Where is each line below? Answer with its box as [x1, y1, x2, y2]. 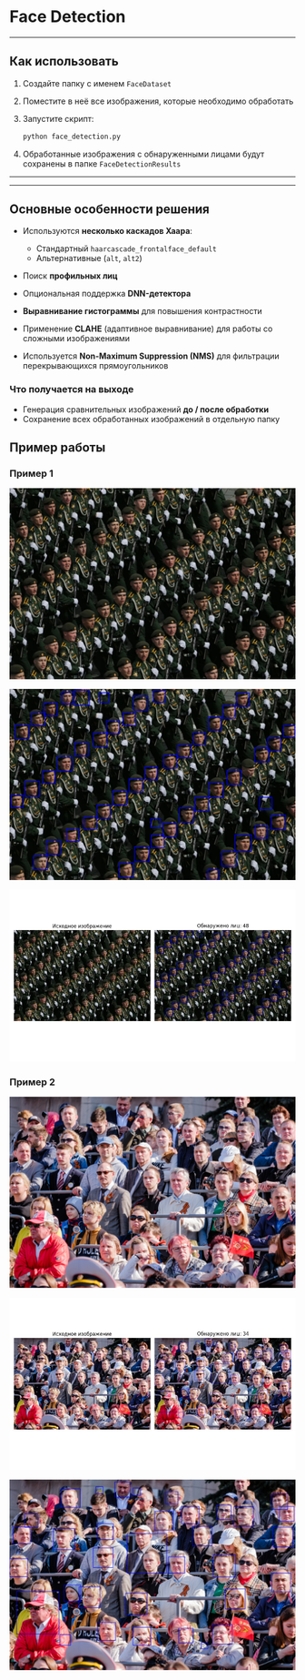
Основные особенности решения [9, 202, 211, 218]
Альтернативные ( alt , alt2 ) [35, 253, 143, 264]
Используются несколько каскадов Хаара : [22, 226, 193, 237]
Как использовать [9, 54, 120, 69]
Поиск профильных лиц [22, 270, 118, 281]
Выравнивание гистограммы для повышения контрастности [22, 306, 263, 317]
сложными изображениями [22, 333, 130, 344]
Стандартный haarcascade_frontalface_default [35, 243, 217, 254]
